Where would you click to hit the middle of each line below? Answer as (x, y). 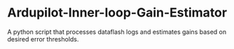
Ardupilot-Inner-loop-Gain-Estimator (117, 13)
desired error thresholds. (43, 39)
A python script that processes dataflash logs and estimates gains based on (117, 32)
